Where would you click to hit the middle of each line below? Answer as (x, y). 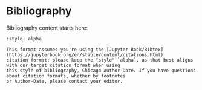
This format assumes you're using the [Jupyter (67, 50)
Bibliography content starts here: (47, 28)
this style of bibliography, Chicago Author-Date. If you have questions (101, 71)
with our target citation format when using (63, 65)
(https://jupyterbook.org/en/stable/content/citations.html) (85, 55)
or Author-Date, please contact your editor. (64, 81)
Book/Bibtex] (147, 50)
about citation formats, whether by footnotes (66, 76)
